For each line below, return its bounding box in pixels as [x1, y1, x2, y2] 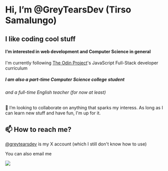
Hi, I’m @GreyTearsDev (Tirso [5, 4, 131, 16]
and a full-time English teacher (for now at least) [5, 89, 106, 95]
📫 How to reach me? [5, 125, 72, 134]
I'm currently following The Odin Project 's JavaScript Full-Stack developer [5, 60, 158, 66]
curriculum [5, 65, 28, 71]
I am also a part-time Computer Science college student [5, 77, 125, 83]
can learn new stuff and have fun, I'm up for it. [5, 110, 101, 116]
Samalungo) [5, 15, 57, 26]
